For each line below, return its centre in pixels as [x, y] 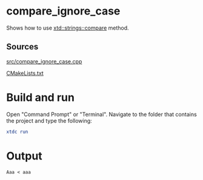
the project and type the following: [49, 121]
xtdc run [17, 132]
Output [24, 156]
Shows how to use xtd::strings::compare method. [68, 28]
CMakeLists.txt [25, 73]
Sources [22, 47]
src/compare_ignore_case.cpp [44, 61]
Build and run [40, 97]
